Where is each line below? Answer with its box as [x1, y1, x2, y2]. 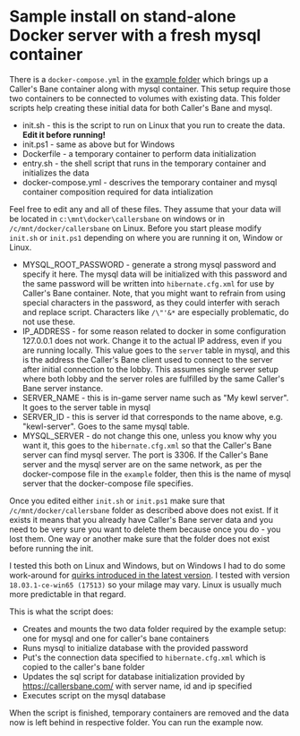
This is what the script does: [9, 606, 114, 617]
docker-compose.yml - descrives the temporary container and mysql [21, 176, 278, 187]
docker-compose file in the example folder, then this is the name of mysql [21, 468, 291, 479]
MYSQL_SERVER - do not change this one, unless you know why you [21, 430, 278, 441]
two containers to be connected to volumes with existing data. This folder [9, 92, 280, 104]
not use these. [21, 316, 76, 327]
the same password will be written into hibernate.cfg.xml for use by [21, 278, 275, 288]
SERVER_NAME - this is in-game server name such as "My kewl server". [21, 392, 289, 403]
